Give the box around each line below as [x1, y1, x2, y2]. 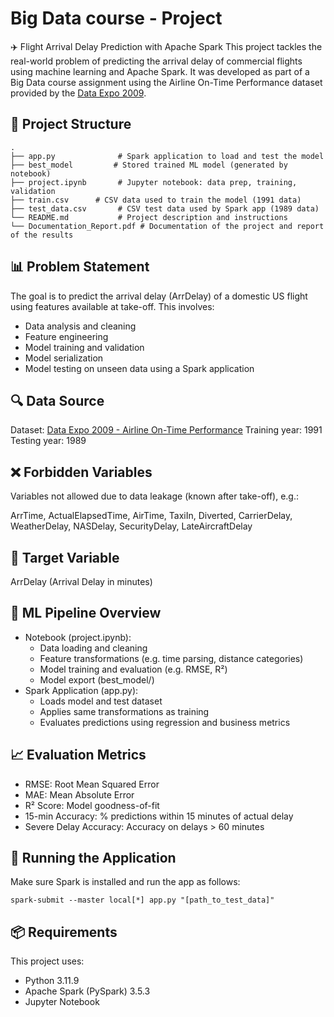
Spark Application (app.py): [24, 684, 139, 696]
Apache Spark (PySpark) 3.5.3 [24, 985, 151, 997]
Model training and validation [24, 341, 145, 353]
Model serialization [24, 352, 104, 364]
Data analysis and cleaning [24, 320, 137, 332]
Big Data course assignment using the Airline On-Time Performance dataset [10, 76, 323, 88]
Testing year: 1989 [10, 435, 87, 447]
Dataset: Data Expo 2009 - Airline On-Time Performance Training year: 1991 [10, 424, 323, 436]
